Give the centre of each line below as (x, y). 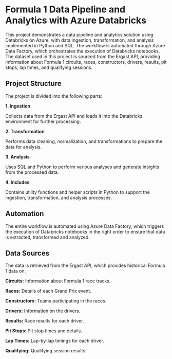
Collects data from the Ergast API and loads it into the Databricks (74, 116)
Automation (25, 214)
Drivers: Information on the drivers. (43, 311)
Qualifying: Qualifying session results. (46, 351)
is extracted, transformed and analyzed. (47, 237)
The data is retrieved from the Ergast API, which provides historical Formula (85, 265)
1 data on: (16, 271)
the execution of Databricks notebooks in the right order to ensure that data (85, 231)
